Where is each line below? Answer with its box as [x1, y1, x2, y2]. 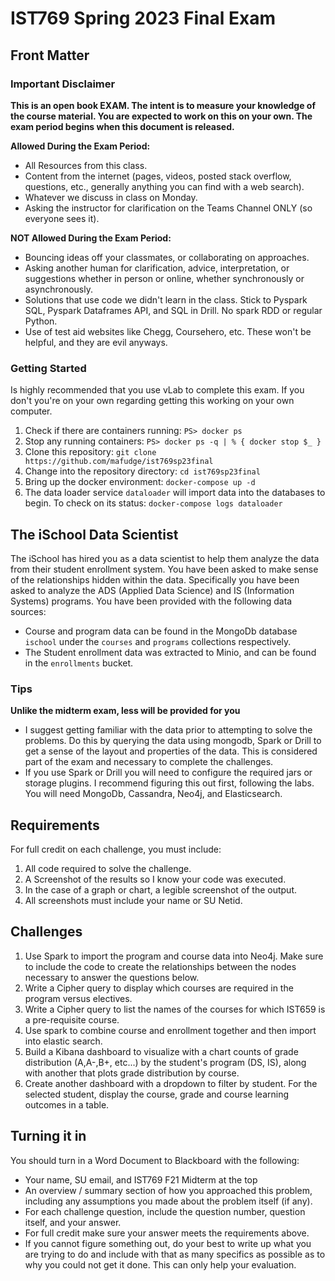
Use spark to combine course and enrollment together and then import [24, 1024, 317, 1036]
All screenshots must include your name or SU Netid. [24, 895, 243, 907]
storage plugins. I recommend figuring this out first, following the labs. [24, 777, 315, 789]
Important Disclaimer [10, 77, 116, 91]
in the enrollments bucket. [24, 657, 134, 669]
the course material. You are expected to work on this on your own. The [10, 110, 313, 122]
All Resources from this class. [24, 159, 148, 171]
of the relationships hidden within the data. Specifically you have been [10, 573, 300, 586]
